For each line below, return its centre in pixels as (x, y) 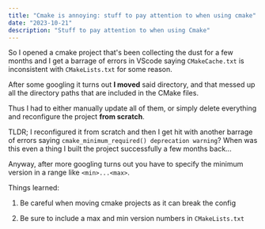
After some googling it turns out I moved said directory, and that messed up (132, 84)
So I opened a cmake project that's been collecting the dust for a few (121, 53)
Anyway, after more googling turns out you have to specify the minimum (126, 164)
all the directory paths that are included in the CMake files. (104, 93)
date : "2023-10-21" (40, 23)
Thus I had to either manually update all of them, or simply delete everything (132, 108)
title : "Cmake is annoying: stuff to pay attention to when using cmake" (132, 15)
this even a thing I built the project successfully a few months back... (120, 149)
